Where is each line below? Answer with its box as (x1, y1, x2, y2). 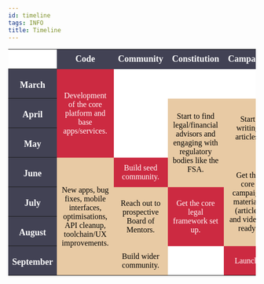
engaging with (173, 138, 218, 147)
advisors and (175, 129, 216, 138)
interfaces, (68, 202, 102, 212)
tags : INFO (8, 19, 44, 27)
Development (64, 90, 107, 100)
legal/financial (172, 120, 218, 130)
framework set (172, 216, 218, 225)
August (18, 227, 46, 238)
